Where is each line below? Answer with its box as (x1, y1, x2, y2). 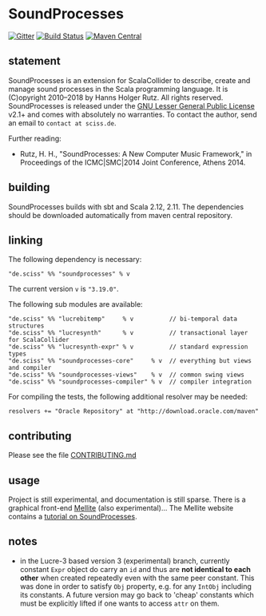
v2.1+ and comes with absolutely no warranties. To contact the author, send (8, 109, 257, 119)
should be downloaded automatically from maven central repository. (8, 210, 233, 220)
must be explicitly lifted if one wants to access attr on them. (19, 598, 220, 608)
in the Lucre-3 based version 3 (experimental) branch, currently (19, 556, 230, 566)
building (8, 181, 50, 194)
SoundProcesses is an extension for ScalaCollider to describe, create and (8, 75, 251, 85)
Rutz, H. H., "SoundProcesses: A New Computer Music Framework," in (19, 149, 252, 158)
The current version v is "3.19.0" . (8, 284, 119, 294)
